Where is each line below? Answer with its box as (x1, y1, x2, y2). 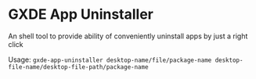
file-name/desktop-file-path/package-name (8, 63, 149, 71)
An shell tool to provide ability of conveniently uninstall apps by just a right (8, 31, 248, 41)
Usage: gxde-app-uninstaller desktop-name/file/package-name (8, 55, 212, 64)
